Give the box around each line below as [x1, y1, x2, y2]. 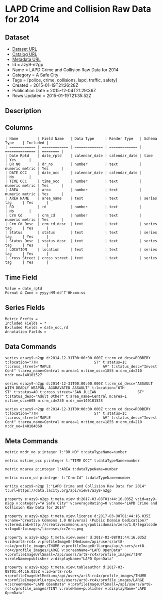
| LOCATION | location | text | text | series [5, 247, 158, 252]
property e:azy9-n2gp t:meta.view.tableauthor [5, 565, 101, 570]
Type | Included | [5, 140, 49, 146]
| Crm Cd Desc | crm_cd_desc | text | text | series [5, 222, 158, 227]
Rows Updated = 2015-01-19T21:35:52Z [12, 93, 92, 98]
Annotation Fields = [5, 329, 47, 334]
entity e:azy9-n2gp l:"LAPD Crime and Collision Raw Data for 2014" [5, 484, 146, 489]
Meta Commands [5, 437, 58, 445]
